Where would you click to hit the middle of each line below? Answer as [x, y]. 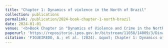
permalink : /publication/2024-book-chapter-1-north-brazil [68, 19]
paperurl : [15, 33]
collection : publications [32, 14]
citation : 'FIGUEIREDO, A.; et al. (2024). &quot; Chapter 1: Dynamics [81, 38]
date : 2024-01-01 [23, 24]
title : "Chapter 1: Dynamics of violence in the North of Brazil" [76, 10]
